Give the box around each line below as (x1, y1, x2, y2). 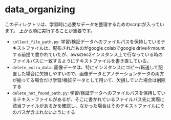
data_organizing (5, 4, 75, 15)
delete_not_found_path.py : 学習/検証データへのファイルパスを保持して (12, 90, 162, 96)
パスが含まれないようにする (16, 109, 75, 115)
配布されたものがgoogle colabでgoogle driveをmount (52, 45, 165, 51)
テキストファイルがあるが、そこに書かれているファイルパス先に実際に (16, 96, 165, 102)
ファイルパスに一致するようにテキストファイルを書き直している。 (12, 57, 152, 64)
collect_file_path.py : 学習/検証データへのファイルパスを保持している (12, 38, 161, 45)
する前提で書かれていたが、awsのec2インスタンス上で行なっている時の (12, 51, 163, 57)
